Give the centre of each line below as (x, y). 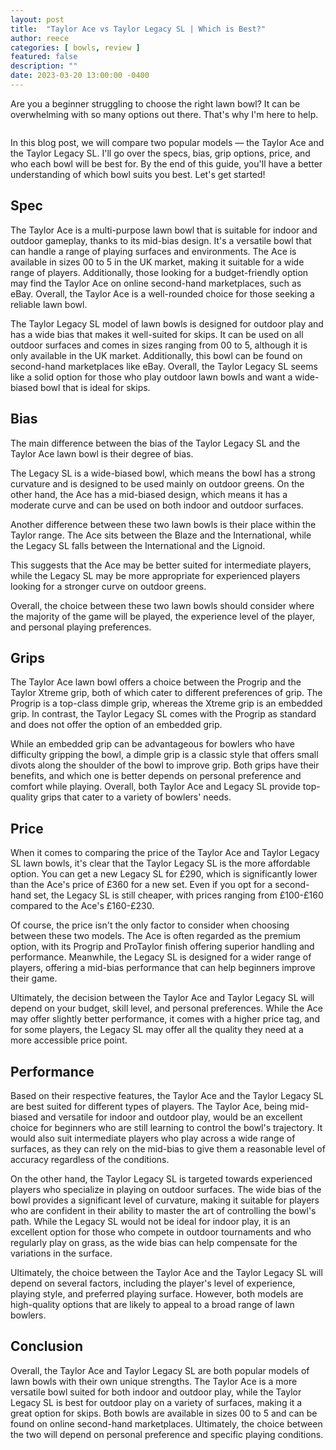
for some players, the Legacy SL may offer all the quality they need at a (157, 1030)
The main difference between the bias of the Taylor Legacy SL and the (155, 443)
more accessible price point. (69, 1040)
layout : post (37, 19)
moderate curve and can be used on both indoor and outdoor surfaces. (157, 505)
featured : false (44, 57)
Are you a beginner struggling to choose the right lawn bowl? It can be (155, 103)
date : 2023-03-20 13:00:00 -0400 (80, 76)
